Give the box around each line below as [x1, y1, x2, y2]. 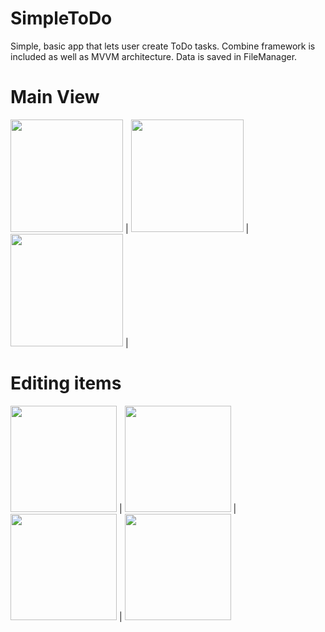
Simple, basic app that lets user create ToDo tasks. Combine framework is [10, 40, 316, 52]
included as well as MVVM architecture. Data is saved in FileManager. [10, 50, 298, 62]
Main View [10, 86, 100, 109]
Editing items [10, 372, 122, 395]
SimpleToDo [10, 7, 113, 30]
